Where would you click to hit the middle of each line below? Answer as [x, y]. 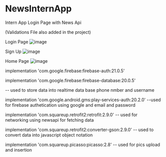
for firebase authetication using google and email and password [70, 105]
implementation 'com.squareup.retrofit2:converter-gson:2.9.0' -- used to [79, 130]
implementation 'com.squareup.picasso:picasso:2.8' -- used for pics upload [83, 145]
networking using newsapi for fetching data [50, 120]
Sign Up [13, 51]
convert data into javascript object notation [49, 135]
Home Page [17, 61]
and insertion [19, 150]
